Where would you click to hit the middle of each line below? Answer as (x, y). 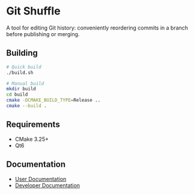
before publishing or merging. (43, 34)
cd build (17, 94)
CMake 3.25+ (32, 139)
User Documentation (41, 179)
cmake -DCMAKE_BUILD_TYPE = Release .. (53, 101)
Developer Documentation (47, 185)
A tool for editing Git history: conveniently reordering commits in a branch (97, 28)
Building (22, 53)
